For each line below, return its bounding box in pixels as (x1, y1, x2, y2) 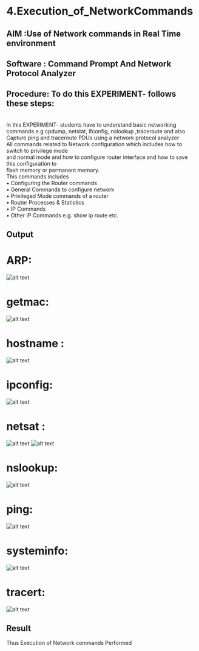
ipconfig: (6, 378, 53, 392)
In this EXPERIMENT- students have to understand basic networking (6, 121, 177, 128)
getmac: (6, 295, 50, 309)
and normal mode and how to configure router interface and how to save (6, 153, 188, 161)
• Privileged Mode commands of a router (6, 192, 109, 199)
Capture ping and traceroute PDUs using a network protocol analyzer (6, 134, 180, 141)
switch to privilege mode (6, 147, 68, 154)
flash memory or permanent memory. (6, 166, 100, 174)
